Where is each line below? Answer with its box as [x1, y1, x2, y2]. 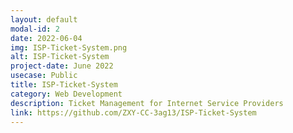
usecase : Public [10, 71, 78, 81]
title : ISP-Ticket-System [10, 80, 118, 90]
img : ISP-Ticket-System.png [10, 42, 128, 53]
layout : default [10, 14, 78, 25]
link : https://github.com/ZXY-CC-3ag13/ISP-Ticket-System [10, 107, 257, 118]
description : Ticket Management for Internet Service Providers [10, 98, 284, 108]
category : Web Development [10, 89, 123, 99]
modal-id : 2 [10, 24, 60, 34]
